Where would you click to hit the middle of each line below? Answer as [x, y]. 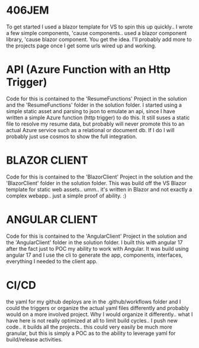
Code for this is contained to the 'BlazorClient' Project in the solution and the [99, 177]
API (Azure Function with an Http [88, 70]
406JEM [28, 10]
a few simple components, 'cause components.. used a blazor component [97, 33]
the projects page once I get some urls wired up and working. [81, 46]
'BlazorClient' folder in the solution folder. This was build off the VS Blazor [96, 183]
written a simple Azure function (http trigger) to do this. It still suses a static [98, 117]
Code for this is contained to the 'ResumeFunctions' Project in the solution [97, 98]
